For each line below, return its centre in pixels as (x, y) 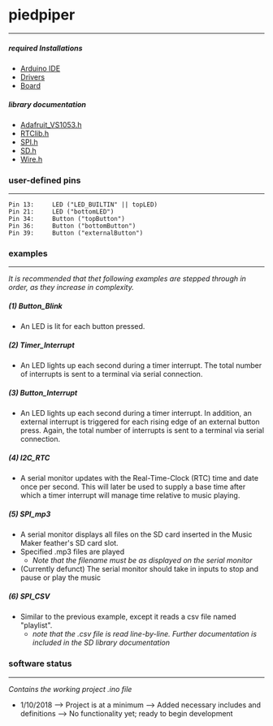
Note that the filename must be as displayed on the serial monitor (143, 560)
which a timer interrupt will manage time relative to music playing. (130, 495)
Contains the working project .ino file (70, 689)
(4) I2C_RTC (29, 457)
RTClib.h (35, 133)
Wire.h (31, 159)
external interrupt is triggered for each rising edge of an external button (140, 422)
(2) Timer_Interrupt (41, 345)
